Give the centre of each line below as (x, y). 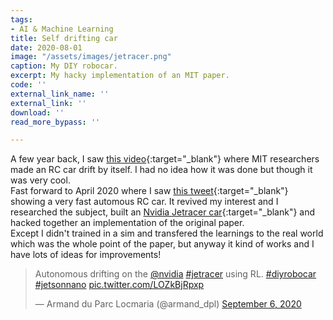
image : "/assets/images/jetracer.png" (91, 57)
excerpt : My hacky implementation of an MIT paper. (120, 76)
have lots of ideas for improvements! (86, 255)
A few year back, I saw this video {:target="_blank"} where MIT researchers (165, 159)
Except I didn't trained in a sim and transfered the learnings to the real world (167, 233)
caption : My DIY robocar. (64, 66)
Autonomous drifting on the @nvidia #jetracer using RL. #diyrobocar (175, 274)
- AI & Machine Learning (62, 29)
